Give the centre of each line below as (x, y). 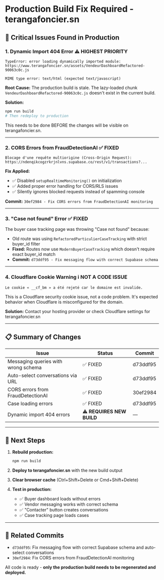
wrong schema (25, 368)
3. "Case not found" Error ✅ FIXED (47, 219)
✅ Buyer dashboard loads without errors (60, 499)
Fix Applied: (18, 171)
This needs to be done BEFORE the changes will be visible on (67, 125)
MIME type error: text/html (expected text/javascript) (63, 78)
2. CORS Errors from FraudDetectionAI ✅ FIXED (62, 148)
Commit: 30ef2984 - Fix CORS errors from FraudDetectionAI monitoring (79, 201)
